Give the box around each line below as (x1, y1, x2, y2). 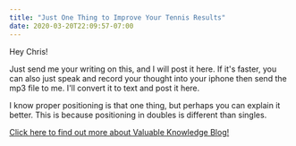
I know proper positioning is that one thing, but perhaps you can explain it (9, 99, 281, 110)
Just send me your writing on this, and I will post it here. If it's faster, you (9, 64, 277, 74)
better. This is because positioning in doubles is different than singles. (9, 109, 267, 120)
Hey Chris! (9, 46, 48, 56)
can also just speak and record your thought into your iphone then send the (9, 73, 288, 83)
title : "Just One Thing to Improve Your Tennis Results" (9, 13, 226, 22)
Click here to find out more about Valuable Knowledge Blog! (9, 126, 230, 137)
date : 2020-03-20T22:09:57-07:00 (9, 21, 134, 30)
